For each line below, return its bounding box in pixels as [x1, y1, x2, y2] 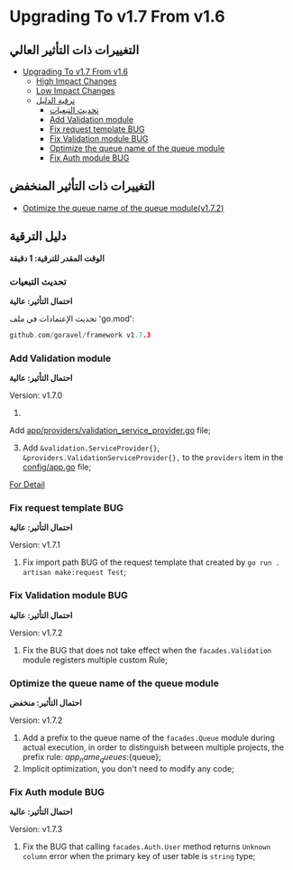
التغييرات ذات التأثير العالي [9, 42, 140, 58]
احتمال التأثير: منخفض [9, 697, 83, 708]
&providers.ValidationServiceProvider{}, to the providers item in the [22, 452, 284, 463]
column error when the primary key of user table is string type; [22, 851, 256, 862]
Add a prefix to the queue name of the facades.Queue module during [22, 732, 275, 743]
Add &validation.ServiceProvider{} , [22, 442, 160, 453]
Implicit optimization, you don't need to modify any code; [22, 763, 234, 773]
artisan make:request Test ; [22, 567, 127, 578]
